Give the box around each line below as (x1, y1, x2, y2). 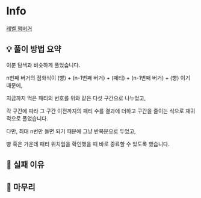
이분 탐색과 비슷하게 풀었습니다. (6, 61, 81, 69)
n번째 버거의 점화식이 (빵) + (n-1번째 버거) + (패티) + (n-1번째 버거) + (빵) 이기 (6, 74, 191, 81)
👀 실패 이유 (6, 159, 45, 170)
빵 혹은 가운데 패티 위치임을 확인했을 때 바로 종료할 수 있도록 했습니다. (6, 140, 170, 147)
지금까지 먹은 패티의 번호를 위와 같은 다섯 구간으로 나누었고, (6, 94, 146, 102)
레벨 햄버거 (6, 25, 32, 32)
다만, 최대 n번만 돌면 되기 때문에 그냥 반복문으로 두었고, (6, 128, 137, 135)
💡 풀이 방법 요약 (6, 44, 61, 55)
